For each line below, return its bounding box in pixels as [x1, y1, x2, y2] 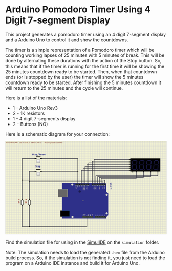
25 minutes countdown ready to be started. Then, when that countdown [5, 68, 157, 75]
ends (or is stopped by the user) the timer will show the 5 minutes [5, 74, 144, 80]
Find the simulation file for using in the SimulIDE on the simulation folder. [5, 239, 160, 245]
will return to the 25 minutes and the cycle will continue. [5, 85, 123, 91]
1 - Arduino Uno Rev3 [12, 105, 58, 111]
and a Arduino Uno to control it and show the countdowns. [5, 37, 128, 43]
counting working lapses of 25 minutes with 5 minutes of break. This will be [5, 52, 165, 58]
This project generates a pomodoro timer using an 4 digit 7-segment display [5, 31, 166, 37]
